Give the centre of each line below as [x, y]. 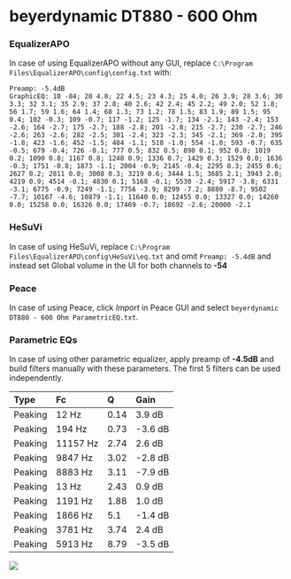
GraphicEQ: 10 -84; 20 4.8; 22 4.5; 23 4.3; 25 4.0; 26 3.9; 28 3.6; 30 [146, 96]
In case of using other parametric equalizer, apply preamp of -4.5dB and [142, 359]
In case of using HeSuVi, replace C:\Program [90, 246]
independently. [36, 378]
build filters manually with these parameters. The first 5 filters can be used [145, 368]
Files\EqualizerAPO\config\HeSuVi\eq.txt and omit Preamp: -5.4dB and [140, 256]
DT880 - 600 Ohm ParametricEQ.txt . [74, 317]
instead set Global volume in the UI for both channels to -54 [119, 265]
